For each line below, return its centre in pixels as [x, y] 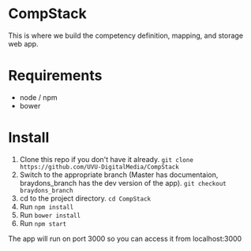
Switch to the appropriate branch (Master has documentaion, [119, 175]
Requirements [55, 76]
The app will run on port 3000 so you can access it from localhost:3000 [125, 238]
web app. [23, 43]
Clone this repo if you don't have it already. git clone [106, 159]
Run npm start [43, 223]
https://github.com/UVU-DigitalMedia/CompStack [99, 167]
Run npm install [47, 206]
